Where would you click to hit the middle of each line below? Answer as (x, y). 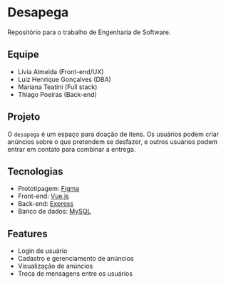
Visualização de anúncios (55, 266)
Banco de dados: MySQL (54, 212)
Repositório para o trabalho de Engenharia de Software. (89, 32)
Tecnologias (35, 171)
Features (27, 233)
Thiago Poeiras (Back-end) (57, 94)
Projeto (24, 117)
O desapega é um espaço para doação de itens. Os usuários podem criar (113, 134)
